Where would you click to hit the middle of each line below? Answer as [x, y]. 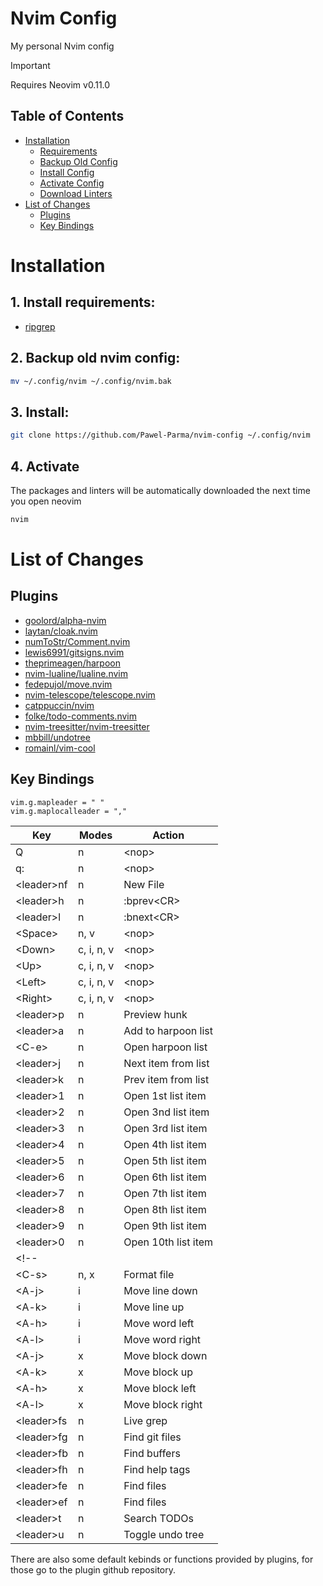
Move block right [163, 1404]
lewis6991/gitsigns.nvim [74, 652]
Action [168, 835]
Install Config [67, 172]
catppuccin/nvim [59, 705]
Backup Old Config [78, 161]
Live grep [145, 1420]
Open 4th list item [165, 1144]
